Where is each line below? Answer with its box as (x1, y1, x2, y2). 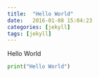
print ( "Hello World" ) (7, 63, 71, 71)
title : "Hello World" (7, 10, 74, 18)
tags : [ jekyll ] (7, 30, 52, 37)
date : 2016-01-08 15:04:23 (7, 17, 93, 24)
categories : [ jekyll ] (7, 23, 71, 30)
